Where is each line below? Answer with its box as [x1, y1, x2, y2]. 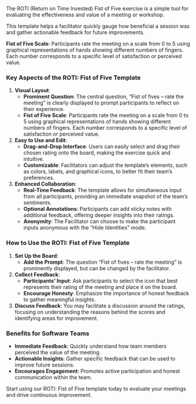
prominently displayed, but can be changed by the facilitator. [23, 264, 170, 272]
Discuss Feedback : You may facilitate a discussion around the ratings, [14, 302, 185, 309]
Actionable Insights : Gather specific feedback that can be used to [14, 355, 176, 362]
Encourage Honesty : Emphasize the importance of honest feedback [23, 289, 190, 297]
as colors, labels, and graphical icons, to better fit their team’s [23, 168, 173, 175]
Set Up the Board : [14, 252, 59, 259]
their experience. [23, 106, 65, 113]
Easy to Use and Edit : [14, 137, 67, 144]
